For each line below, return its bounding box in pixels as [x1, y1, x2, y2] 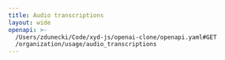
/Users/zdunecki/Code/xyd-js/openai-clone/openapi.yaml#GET [15, 33, 217, 41]
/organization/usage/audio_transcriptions [15, 41, 157, 48]
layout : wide [8, 19, 51, 26]
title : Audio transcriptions [8, 11, 104, 19]
